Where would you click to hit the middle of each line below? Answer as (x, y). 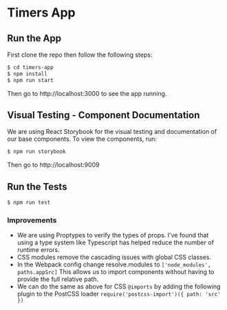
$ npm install (28, 74)
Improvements (32, 220)
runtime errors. (38, 250)
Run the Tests (37, 187)
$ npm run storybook (37, 152)
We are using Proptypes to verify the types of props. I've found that (113, 235)
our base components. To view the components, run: (82, 139)
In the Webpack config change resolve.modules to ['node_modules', (114, 264)
